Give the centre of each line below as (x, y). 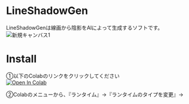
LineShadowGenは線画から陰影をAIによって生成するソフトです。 (85, 27)
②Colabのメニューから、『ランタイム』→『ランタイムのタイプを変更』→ (95, 94)
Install (21, 59)
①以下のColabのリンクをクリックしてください (63, 76)
